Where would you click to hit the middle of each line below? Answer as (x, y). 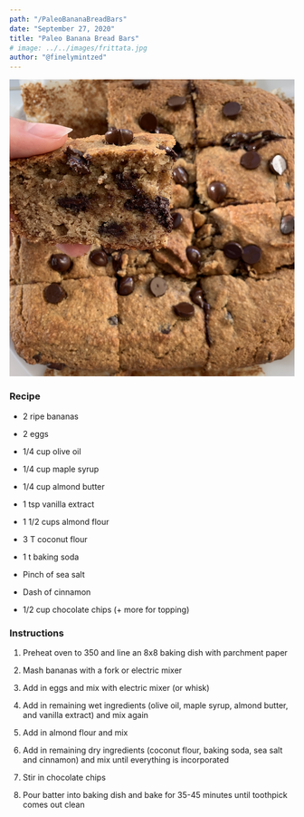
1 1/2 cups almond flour (66, 521)
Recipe (25, 396)
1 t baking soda (51, 557)
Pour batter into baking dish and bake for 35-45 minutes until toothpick (155, 795)
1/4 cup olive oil (52, 451)
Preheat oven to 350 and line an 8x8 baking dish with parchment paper (155, 653)
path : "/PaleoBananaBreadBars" (68, 19)
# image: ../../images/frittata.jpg (78, 48)
